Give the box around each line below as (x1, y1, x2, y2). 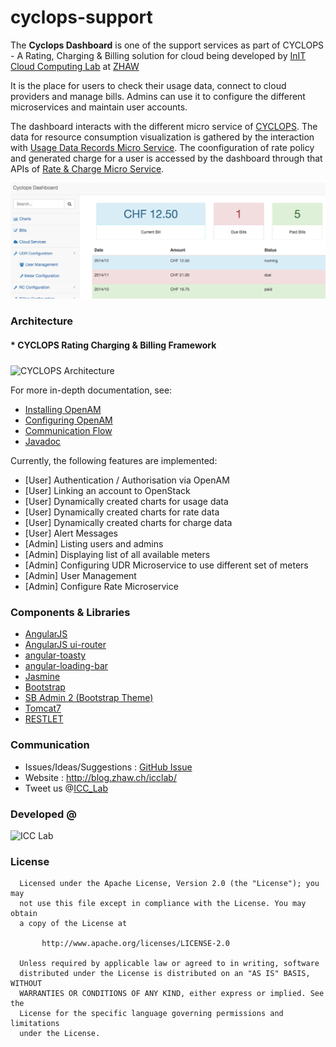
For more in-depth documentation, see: (10, 384, 173, 396)
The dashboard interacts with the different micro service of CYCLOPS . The (10, 120, 318, 132)
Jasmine (24, 671, 61, 683)
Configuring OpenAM (24, 414, 113, 426)
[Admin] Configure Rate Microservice (24, 581, 179, 593)
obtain (10, 909, 38, 919)
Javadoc (24, 436, 62, 448)
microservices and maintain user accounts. (10, 101, 188, 113)
